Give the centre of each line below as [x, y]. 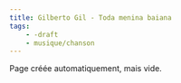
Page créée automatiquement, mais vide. [86, 69]
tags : [19, 26]
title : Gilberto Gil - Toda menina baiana [90, 18]
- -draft [42, 34]
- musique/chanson [60, 43]
